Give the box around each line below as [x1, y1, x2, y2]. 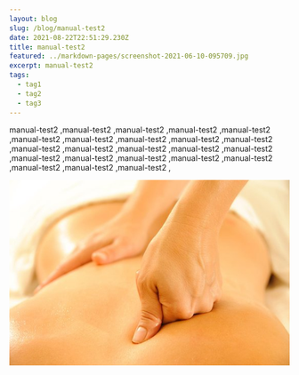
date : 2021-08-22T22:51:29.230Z [9, 33, 129, 42]
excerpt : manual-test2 [9, 61, 93, 70]
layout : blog [9, 14, 58, 23]
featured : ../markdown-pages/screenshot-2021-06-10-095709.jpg [9, 52, 249, 61]
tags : [9, 71, 29, 80]
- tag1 [17, 80, 42, 89]
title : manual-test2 [9, 43, 86, 52]
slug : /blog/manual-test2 [9, 23, 105, 33]
